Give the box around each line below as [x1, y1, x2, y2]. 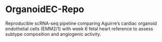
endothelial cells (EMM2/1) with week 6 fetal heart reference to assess [5, 25, 153, 31]
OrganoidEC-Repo [5, 4, 84, 15]
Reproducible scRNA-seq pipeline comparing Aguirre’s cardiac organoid [5, 20, 157, 26]
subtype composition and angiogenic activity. [5, 31, 101, 37]
